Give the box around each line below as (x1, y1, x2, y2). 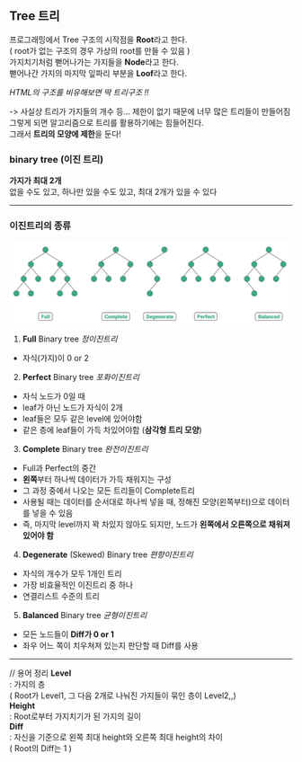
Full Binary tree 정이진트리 (22, 333, 119, 344)
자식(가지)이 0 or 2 (22, 352, 90, 363)
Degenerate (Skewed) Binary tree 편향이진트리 (22, 549, 193, 560)
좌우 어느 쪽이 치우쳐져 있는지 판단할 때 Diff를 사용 (22, 640, 200, 651)
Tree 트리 (9, 8, 60, 24)
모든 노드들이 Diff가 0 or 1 (22, 628, 115, 640)
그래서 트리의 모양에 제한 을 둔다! (9, 128, 121, 139)
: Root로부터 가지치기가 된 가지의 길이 (9, 711, 142, 722)
